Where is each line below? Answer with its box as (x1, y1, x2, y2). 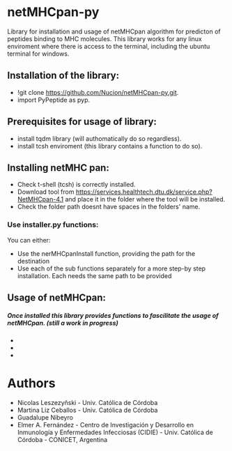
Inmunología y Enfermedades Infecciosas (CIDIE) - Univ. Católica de (17, 428, 214, 436)
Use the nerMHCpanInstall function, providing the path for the (17, 249, 196, 258)
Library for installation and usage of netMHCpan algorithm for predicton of (7, 27, 221, 36)
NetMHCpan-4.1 (17, 195, 64, 204)
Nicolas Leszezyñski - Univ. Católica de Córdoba (17, 398, 158, 406)
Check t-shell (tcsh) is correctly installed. (17, 181, 136, 189)
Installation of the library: (7, 70, 120, 82)
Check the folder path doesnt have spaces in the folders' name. (17, 203, 201, 211)
